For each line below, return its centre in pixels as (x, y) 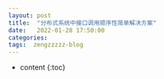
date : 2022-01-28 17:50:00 (57, 30)
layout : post (30, 15)
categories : (28, 38)
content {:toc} (43, 67)
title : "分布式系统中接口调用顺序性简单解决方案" (82, 23)
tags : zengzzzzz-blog (46, 45)
